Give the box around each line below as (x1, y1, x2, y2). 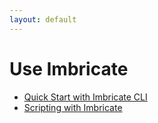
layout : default (9, 14, 77, 25)
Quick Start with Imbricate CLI (23, 91, 148, 103)
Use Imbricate (9, 57, 129, 80)
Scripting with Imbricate (23, 101, 123, 113)
